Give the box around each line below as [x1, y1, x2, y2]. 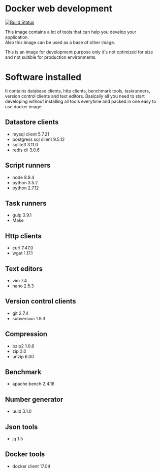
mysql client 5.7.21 [12, 131, 49, 137]
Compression [5, 330, 48, 339]
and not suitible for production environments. [5, 54, 97, 60]
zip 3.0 [12, 348, 27, 354]
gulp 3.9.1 [12, 212, 32, 218]
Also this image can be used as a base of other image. [5, 39, 116, 45]
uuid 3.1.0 [12, 408, 32, 414]
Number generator [5, 395, 64, 403]
